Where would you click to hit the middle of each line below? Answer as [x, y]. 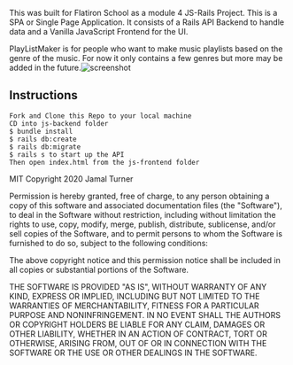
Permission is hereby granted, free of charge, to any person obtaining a [139, 196]
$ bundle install [41, 131]
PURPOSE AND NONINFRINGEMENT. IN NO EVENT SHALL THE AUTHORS [145, 315]
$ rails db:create [43, 139]
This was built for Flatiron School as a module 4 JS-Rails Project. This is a [143, 13]
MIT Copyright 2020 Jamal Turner [71, 179]
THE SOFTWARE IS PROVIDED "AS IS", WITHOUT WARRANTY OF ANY [138, 286]
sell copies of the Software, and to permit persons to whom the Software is [146, 233]
